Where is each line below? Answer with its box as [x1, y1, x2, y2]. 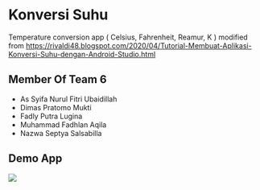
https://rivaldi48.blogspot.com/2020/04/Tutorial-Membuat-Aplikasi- [25, 40, 252, 50]
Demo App [8, 151, 63, 166]
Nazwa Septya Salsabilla [19, 128, 102, 138]
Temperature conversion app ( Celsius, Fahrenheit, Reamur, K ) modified [8, 32, 248, 42]
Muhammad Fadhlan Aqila [19, 119, 107, 130]
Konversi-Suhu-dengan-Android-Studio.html [8, 49, 156, 59]
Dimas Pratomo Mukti [19, 102, 92, 112]
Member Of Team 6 [8, 72, 107, 86]
